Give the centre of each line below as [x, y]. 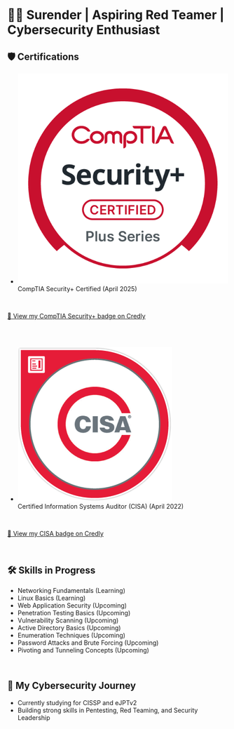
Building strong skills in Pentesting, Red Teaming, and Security [108, 710]
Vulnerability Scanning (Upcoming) [68, 620]
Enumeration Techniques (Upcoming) [71, 636]
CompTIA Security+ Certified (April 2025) [77, 289]
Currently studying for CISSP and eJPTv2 [77, 702]
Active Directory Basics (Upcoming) [69, 628]
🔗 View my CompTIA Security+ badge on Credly [76, 316]
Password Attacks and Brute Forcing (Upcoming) [88, 643]
